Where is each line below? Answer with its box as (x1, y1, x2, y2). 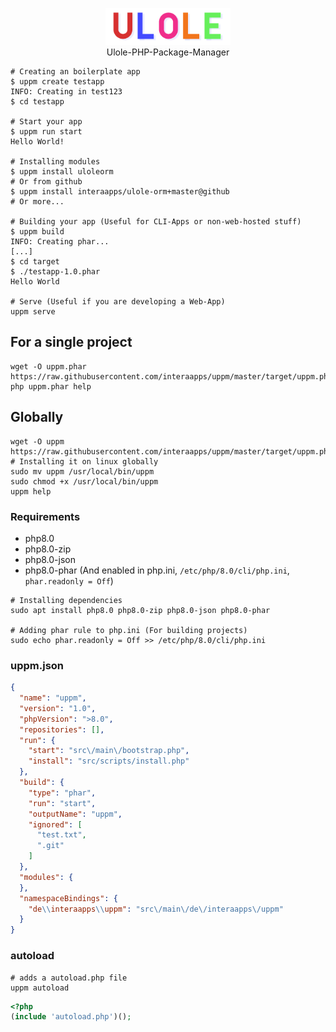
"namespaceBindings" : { (19, 893, 118, 903)
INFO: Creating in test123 (10, 86, 123, 97)
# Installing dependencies (10, 595, 123, 605)
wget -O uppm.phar (10, 361, 87, 372)
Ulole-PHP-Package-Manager (106, 46, 230, 58)
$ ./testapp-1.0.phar (10, 266, 101, 277)
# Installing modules (10, 156, 101, 167)
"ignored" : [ (28, 819, 83, 830)
